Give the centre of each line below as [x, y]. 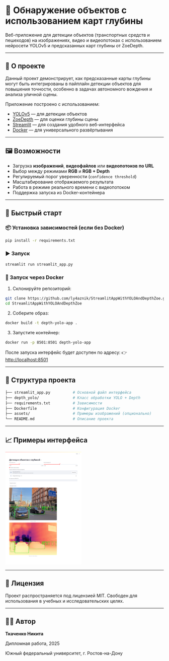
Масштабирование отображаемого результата [63, 182]
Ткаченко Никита [24, 633]
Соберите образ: [31, 313]
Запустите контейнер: [36, 333]
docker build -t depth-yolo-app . [41, 323]
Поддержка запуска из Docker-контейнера [59, 192]
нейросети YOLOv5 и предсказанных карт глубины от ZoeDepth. [75, 45]
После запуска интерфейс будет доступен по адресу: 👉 [66, 352]
